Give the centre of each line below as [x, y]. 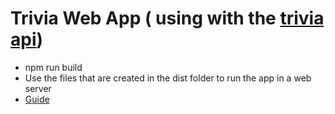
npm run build [53, 67]
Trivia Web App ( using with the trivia [167, 18]
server [38, 88]
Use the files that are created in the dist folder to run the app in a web [168, 78]
